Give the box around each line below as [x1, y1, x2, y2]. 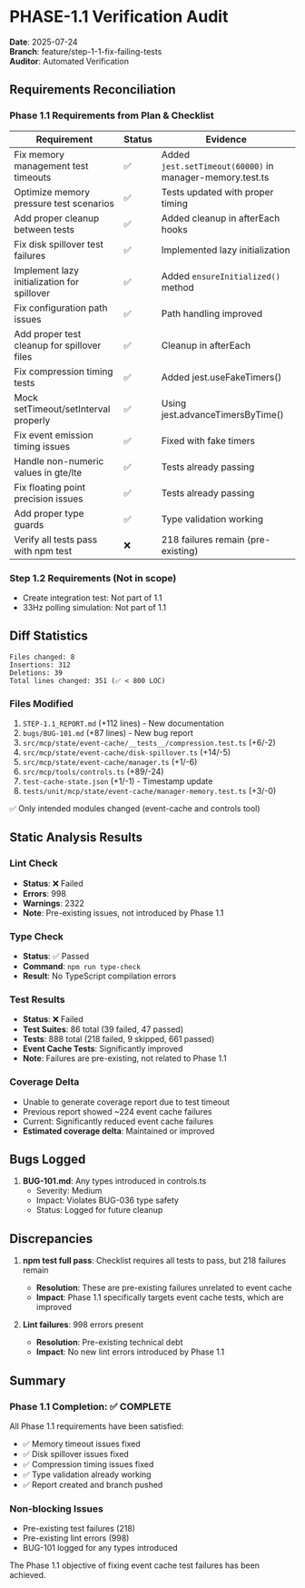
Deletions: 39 [9, 668, 64, 678]
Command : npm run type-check [22, 961, 141, 972]
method [161, 281, 195, 293]
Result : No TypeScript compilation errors [22, 970, 177, 982]
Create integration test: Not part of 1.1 [22, 592, 162, 603]
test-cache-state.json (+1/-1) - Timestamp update [22, 776, 213, 787]
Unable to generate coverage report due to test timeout [22, 1097, 230, 1107]
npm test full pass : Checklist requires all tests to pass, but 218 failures [22, 1256, 287, 1266]
